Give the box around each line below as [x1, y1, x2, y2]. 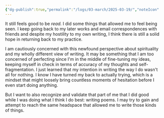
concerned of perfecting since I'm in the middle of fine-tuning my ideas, [5, 56, 151, 62]
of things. [5, 107, 25, 113]
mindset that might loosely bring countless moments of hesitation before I [5, 77, 155, 83]
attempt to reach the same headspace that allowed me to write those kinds [5, 102, 157, 108]
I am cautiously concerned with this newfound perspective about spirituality [5, 46, 159, 51]
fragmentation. [5, 67, 35, 72]
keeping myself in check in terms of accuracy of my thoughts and [5, 61, 138, 67]
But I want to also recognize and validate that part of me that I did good [5, 92, 149, 97]
